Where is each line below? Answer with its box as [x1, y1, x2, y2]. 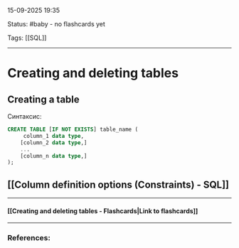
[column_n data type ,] [20, 152, 87, 159]
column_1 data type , [23, 132, 84, 139]
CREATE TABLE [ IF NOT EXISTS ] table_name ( [7, 126, 139, 133]
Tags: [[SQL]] [7, 33, 47, 42]
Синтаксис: [7, 112, 42, 120]
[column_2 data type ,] [20, 139, 87, 146]
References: [7, 233, 51, 243]
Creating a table [7, 93, 80, 105]
